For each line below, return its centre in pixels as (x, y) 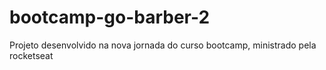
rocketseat (31, 55)
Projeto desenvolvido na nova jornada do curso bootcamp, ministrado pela (163, 45)
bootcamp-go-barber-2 (110, 17)
